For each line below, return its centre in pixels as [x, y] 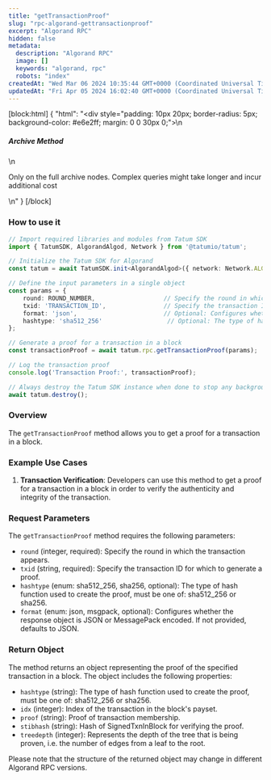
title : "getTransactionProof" [59, 16]
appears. [35, 560]
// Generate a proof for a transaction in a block [95, 343]
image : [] [32, 61]
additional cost [33, 186]
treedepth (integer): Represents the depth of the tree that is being [129, 734]
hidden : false [32, 38]
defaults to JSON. [50, 629]
